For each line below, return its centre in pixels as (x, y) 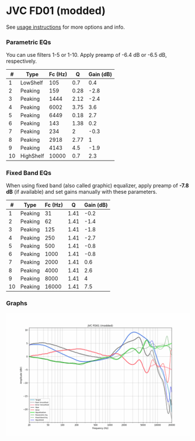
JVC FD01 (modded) (56, 11)
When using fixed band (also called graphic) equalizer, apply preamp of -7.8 (97, 186)
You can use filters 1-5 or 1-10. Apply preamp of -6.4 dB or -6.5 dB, (87, 55)
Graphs (17, 303)
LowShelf (32, 83)
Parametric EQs (29, 42)
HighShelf (32, 156)
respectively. (21, 61)
